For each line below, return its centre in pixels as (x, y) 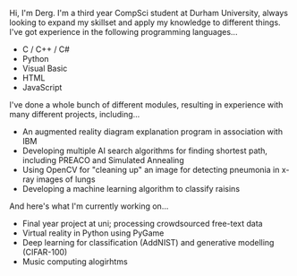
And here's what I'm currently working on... (89, 206)
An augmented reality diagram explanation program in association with (153, 132)
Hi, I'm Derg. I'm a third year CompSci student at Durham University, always (149, 13)
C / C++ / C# (46, 49)
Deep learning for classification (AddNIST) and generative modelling (148, 242)
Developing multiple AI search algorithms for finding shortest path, (145, 151)
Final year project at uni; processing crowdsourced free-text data (142, 224)
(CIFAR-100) (45, 252)
